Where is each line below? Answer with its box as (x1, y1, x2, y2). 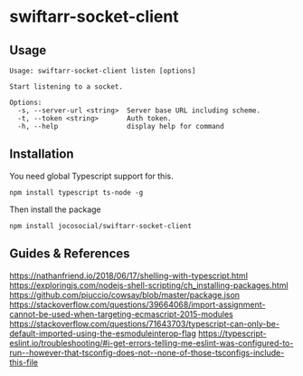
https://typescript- (198, 328, 267, 339)
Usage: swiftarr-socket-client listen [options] (9, 66, 196, 75)
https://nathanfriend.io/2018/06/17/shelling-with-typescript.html (9, 270, 249, 281)
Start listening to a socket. (9, 82, 124, 92)
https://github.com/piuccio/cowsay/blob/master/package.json (9, 289, 241, 300)
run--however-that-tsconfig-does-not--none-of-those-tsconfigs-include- (9, 347, 285, 358)
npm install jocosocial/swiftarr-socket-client (9, 221, 193, 230)
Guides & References (9, 246, 130, 262)
